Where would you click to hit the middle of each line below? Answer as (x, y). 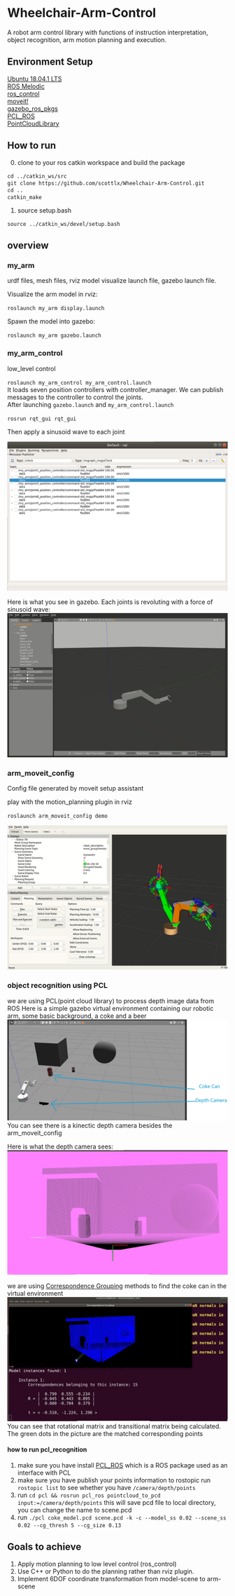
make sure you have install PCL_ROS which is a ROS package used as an (122, 1465)
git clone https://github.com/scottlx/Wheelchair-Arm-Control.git (106, 183)
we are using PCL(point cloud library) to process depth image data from (111, 1000)
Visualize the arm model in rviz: (52, 294)
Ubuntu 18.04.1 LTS (35, 79)
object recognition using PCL (58, 986)
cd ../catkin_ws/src (37, 176)
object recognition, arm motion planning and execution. (87, 39)
